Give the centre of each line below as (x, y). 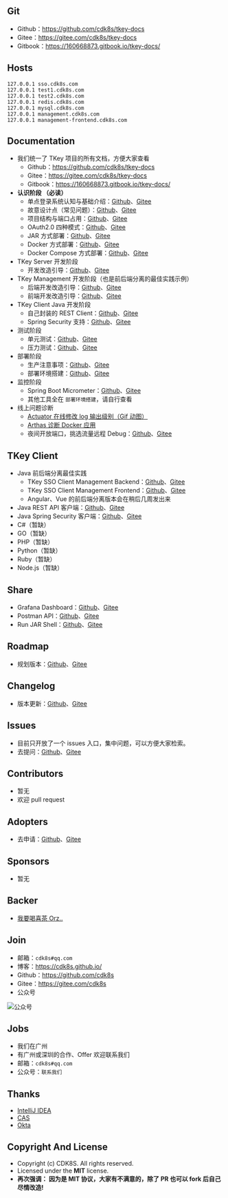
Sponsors (28, 861)
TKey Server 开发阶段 (47, 261)
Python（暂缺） (39, 550)
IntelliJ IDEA (34, 1111)
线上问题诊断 (35, 408)
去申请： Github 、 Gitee (49, 839)
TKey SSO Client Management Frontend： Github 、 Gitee (106, 491)
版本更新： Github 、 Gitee (52, 703)
